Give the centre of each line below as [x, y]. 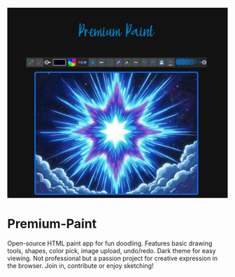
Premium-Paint [52, 224]
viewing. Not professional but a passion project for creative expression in [113, 258]
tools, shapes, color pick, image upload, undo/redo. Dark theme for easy [112, 251]
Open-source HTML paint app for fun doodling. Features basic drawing [110, 243]
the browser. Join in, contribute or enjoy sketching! [80, 266]
